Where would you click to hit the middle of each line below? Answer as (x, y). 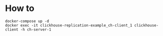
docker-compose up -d (27, 21)
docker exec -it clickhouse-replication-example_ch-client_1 (69, 25)
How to (20, 8)
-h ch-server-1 (36, 29)
